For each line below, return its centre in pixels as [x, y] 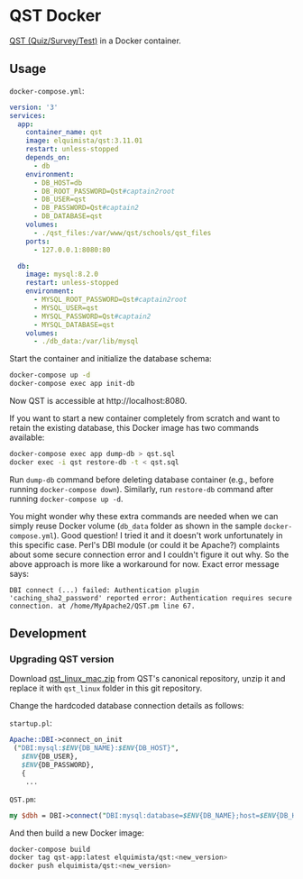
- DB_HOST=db [58, 183]
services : [28, 115]
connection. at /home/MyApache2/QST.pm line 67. [102, 606]
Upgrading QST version [62, 659]
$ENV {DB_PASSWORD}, [58, 765]
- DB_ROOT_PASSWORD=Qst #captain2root [104, 191]
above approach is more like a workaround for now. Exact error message [144, 563]
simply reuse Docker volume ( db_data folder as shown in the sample [136, 526]
